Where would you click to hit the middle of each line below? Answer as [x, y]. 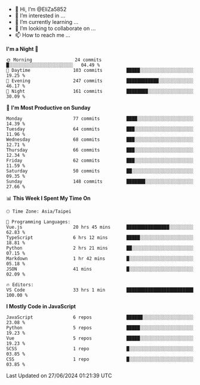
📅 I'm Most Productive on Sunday [48, 107]
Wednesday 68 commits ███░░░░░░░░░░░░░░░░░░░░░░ [100, 140]
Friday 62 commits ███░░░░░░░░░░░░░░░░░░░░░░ [100, 160]
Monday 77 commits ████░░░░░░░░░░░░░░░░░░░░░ [100, 119]
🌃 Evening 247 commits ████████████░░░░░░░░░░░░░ [100, 81]
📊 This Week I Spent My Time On [48, 198]
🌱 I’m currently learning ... [47, 22]
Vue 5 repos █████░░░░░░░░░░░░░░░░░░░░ [100, 338]
